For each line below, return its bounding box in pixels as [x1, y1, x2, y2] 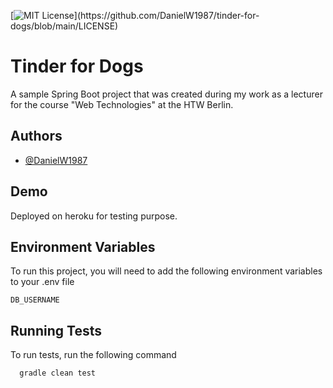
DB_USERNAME [10, 295, 60, 305]
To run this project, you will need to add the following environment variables [10, 265, 323, 277]
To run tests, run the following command [10, 349, 177, 361]
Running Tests [10, 322, 102, 339]
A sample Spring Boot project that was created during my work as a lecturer [10, 88, 323, 100]
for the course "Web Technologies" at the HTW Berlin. [10, 98, 234, 110]
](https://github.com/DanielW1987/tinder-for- [73, 10, 260, 21]
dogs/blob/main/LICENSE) [10, 20, 119, 32]
